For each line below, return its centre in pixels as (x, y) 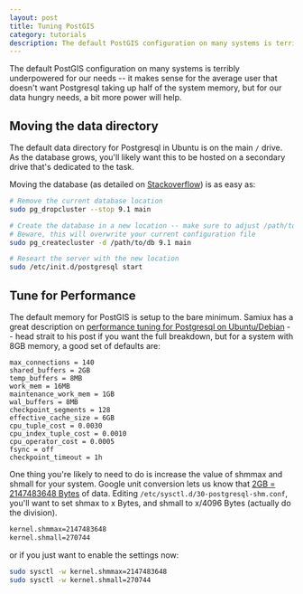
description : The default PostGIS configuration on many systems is (141, 43)
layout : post (34, 18)
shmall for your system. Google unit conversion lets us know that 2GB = (142, 484)
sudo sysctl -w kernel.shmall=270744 (80, 580)
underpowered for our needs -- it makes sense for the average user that (143, 79)
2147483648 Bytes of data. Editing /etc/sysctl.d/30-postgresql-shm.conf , (149, 493)
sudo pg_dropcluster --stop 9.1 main (80, 209)
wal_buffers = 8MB (44, 402)
